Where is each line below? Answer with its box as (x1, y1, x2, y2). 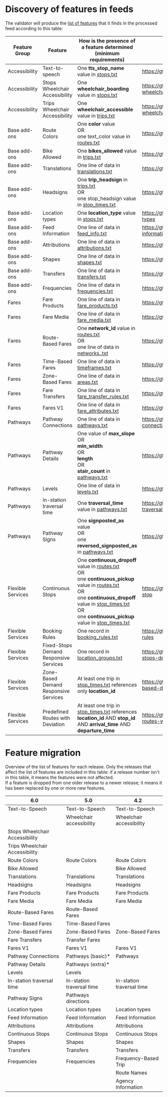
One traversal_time (77, 499, 123, 506)
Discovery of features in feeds (5, 4, 133, 15)
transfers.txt (77, 273, 106, 280)
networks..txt (77, 349, 108, 356)
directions (65, 998, 90, 1005)
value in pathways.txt (77, 505, 127, 512)
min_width (77, 442, 103, 449)
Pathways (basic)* (65, 953, 110, 960)
